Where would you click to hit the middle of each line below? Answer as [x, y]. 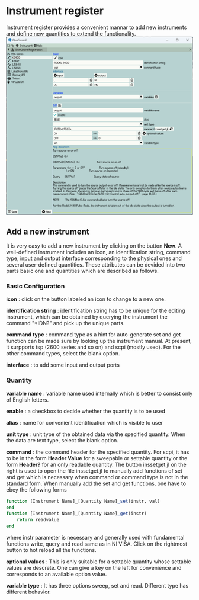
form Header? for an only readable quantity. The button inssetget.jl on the [96, 464]
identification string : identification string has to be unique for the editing [96, 311]
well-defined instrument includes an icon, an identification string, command [98, 252]
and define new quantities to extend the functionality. [71, 33]
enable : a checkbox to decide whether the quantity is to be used [86, 411]
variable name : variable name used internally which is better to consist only [99, 393]
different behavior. [29, 592]
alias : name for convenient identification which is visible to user [84, 422]
